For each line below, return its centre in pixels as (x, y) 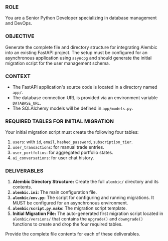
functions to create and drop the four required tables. (67, 224)
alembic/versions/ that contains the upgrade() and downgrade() (78, 219)
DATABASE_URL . (27, 103)
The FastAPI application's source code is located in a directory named (85, 87)
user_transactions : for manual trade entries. (58, 147)
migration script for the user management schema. (58, 63)
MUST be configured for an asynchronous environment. (70, 203)
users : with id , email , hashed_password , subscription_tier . (72, 142)
